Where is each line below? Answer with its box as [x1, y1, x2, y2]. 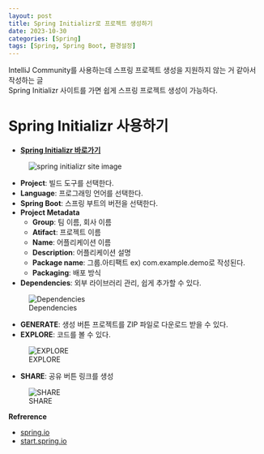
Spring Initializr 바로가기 [19, 145, 101, 155]
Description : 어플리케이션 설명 [32, 248, 131, 258]
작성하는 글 [8, 75, 44, 85]
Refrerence [8, 412, 47, 422]
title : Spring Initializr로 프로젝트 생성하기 [8, 19, 153, 28]
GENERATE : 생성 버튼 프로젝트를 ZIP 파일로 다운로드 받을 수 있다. [19, 319, 228, 329]
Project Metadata [19, 208, 80, 217]
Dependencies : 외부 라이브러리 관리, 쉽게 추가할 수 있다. [19, 278, 202, 288]
